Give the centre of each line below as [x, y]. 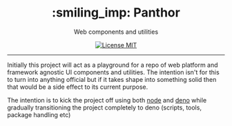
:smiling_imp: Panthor [116, 13]
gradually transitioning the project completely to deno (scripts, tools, [105, 107]
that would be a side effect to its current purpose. [78, 87]
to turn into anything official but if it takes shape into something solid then [112, 79]
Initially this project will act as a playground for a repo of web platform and [113, 65]
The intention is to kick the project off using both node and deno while [107, 100]
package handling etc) [39, 114]
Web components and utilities [116, 32]
